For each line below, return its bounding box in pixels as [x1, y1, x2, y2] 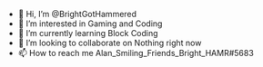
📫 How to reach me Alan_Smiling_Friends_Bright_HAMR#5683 [17, 48, 255, 58]
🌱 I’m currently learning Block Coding [17, 28, 158, 38]
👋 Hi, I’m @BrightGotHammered [17, 9, 137, 19]
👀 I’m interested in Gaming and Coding [17, 18, 163, 29]
